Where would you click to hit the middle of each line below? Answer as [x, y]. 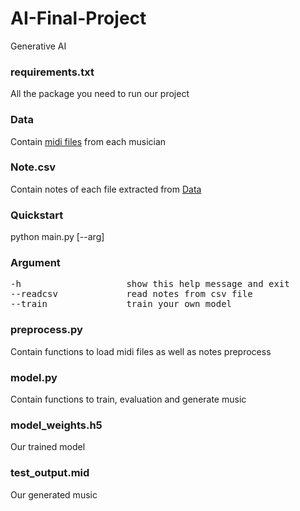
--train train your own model [121, 304]
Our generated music [54, 494]
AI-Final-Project [78, 18]
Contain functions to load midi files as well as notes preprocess [141, 351]
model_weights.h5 [56, 425]
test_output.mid [50, 473]
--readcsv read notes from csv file [131, 294]
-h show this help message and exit [150, 284]
